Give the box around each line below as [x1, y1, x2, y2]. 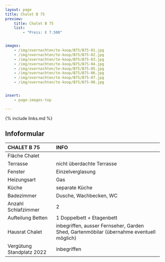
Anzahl [7, 200, 24, 207]
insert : [5, 93, 21, 98]
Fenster [7, 168, 26, 175]
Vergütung [7, 243, 32, 250]
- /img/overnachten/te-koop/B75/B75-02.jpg [14, 52, 105, 57]
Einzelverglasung [55, 168, 96, 175]
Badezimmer [7, 192, 37, 199]
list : [14, 26, 26, 30]
